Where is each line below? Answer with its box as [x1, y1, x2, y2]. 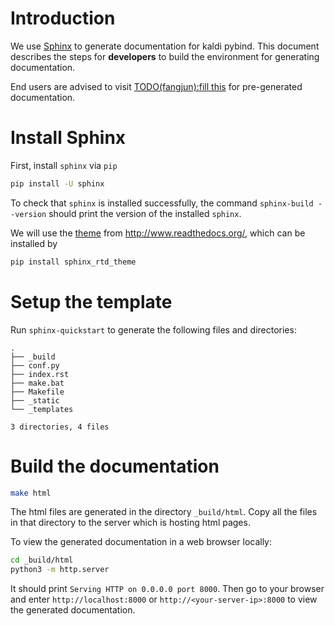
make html [10, 488, 52, 498]
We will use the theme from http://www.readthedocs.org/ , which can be [10, 227, 306, 239]
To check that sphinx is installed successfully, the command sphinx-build [10, 197, 314, 209]
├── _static [10, 395, 60, 406]
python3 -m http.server [10, 565, 110, 575]
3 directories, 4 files [10, 422, 110, 432]
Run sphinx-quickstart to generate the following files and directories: [10, 323, 297, 336]
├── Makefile [10, 387, 65, 397]
